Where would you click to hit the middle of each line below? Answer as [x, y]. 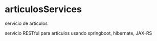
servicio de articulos [26, 23]
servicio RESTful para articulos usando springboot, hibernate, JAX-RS [78, 33]
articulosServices [43, 9]
